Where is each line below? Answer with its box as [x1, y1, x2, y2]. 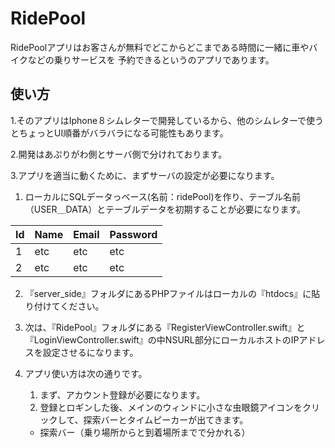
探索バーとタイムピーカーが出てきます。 [83, 413, 249, 426]
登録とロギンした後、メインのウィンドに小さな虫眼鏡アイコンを [39, 401, 303, 413]
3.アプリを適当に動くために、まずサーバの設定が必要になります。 [10, 169, 280, 181]
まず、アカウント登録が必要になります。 [39, 388, 206, 401]
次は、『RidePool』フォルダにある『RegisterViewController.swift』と [24, 321, 306, 333]
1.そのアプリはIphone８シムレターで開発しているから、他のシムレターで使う [10, 114, 325, 126]
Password [109, 227, 158, 241]
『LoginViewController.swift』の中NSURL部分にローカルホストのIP [24, 333, 300, 346]
